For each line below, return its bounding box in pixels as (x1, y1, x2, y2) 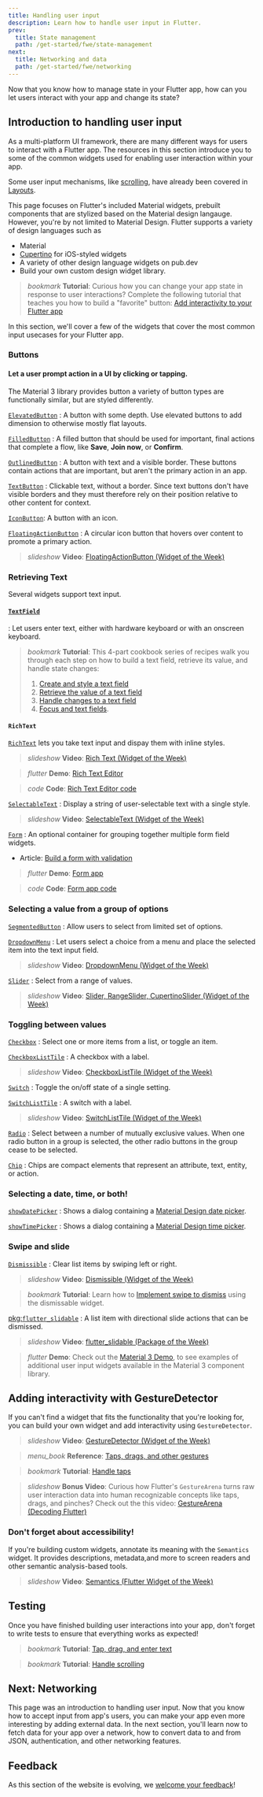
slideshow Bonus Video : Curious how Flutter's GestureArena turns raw (27, 1482, 255, 1491)
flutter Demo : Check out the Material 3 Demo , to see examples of (27, 1352, 239, 1362)
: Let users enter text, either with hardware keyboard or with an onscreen (8, 624, 245, 633)
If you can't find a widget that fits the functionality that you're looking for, (8, 1413, 245, 1422)
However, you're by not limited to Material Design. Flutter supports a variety (8, 217, 253, 227)
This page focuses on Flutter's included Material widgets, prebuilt (8, 200, 221, 209)
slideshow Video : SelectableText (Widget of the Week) (27, 814, 205, 824)
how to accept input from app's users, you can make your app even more (8, 1711, 246, 1721)
